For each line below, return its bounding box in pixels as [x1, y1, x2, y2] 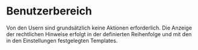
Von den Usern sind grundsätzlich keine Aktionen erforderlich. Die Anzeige [6, 24, 193, 31]
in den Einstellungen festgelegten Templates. [6, 37, 118, 44]
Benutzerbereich [6, 4, 92, 18]
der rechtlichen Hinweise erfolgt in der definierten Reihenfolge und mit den [6, 30, 192, 37]
